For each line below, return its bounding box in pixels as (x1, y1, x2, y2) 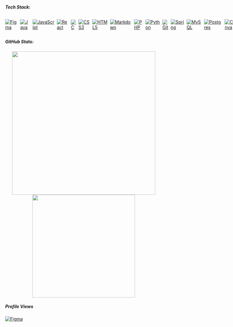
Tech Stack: (5, 4, 31, 10)
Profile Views (5, 303, 34, 309)
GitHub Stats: (5, 38, 34, 44)
